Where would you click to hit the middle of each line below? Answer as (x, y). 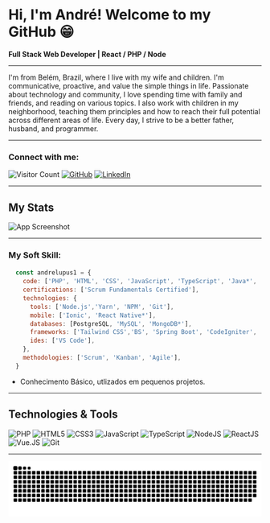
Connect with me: (44, 157)
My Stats (31, 207)
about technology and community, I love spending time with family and (125, 94)
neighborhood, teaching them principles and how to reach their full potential (135, 111)
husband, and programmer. (53, 128)
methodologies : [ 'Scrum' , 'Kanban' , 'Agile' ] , (102, 358)
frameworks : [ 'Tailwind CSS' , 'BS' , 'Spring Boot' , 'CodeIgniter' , (143, 332)
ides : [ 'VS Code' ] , (62, 341)
